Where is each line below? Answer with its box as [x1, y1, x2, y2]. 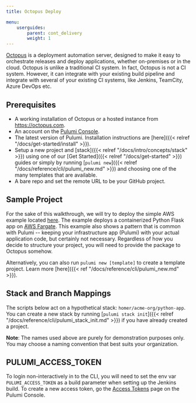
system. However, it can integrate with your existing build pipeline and [6, 70, 175, 77]
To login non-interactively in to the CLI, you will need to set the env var [6, 373, 177, 380]
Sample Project [6, 195, 63, 205]
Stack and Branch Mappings [6, 289, 111, 299]
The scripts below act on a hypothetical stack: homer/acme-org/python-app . [6, 304, 186, 311]
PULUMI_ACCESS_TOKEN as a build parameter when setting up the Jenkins [6, 379, 177, 386]
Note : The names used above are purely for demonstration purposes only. [6, 334, 185, 341]
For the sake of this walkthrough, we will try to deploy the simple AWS [6, 210, 174, 217]
